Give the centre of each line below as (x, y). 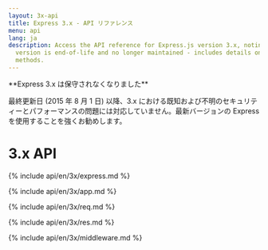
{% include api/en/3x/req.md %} (62, 206)
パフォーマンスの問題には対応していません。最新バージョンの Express (144, 111)
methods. (30, 61)
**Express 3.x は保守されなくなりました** (79, 84)
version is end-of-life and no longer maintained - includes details (133, 53)
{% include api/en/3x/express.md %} (69, 176)
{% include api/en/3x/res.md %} (61, 222)
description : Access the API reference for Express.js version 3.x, (124, 46)
